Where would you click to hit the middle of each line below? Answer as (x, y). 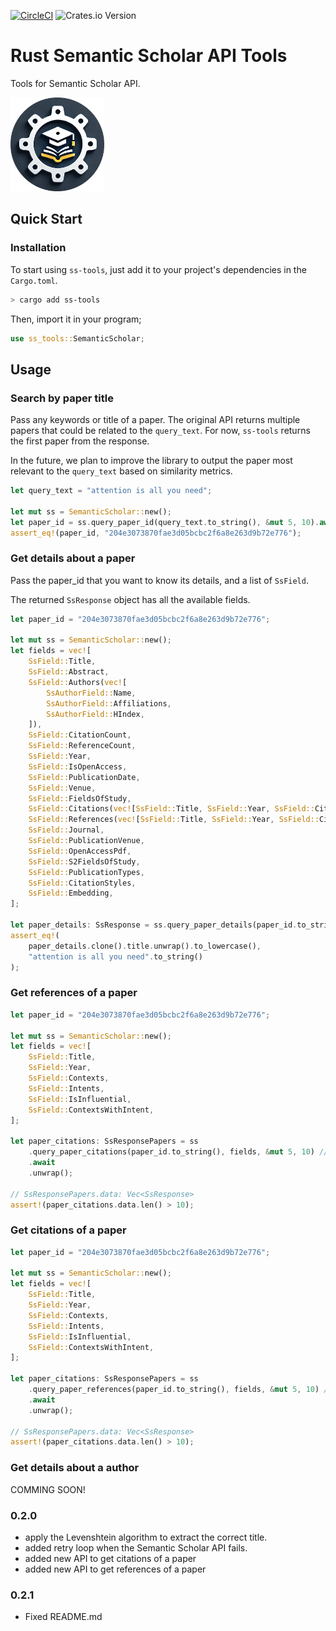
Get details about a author (75, 1468)
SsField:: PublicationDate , (84, 777)
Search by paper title (62, 398)
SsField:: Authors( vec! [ (78, 682)
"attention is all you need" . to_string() (115, 956)
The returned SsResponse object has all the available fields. (130, 599)
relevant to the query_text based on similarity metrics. (121, 471)
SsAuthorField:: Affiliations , (109, 703)
